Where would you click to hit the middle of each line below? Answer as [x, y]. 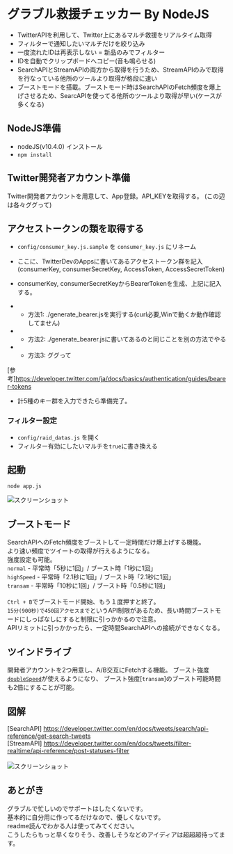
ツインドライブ [39, 652]
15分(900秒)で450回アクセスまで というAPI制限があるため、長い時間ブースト [111, 611]
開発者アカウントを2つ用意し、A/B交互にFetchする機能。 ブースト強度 [109, 670]
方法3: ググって [49, 355]
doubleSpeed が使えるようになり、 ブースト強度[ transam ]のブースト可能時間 [114, 679]
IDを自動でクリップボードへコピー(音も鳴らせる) [87, 61]
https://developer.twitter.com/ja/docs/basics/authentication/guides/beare [121, 379]
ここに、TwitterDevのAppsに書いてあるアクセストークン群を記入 [110, 261]
